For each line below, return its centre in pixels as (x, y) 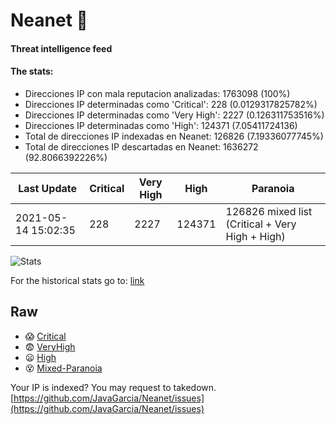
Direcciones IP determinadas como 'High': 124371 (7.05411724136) (161, 125)
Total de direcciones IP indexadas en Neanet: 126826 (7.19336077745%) (174, 136)
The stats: (32, 71)
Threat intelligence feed (61, 48)
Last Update (48, 188)
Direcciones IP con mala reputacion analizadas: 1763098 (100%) (157, 93)
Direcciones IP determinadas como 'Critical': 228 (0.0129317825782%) (171, 104)
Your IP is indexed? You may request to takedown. (113, 387)
